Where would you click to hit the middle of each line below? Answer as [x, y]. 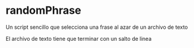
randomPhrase [44, 10]
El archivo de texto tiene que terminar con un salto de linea [79, 38]
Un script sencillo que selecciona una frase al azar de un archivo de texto [97, 27]
